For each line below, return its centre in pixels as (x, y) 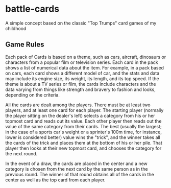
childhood (16, 28)
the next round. (21, 153)
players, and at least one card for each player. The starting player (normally (84, 110)
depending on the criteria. (33, 95)
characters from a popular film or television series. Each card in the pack (82, 62)
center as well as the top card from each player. (55, 180)
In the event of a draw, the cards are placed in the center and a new (77, 163)
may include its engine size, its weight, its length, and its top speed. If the (82, 78)
